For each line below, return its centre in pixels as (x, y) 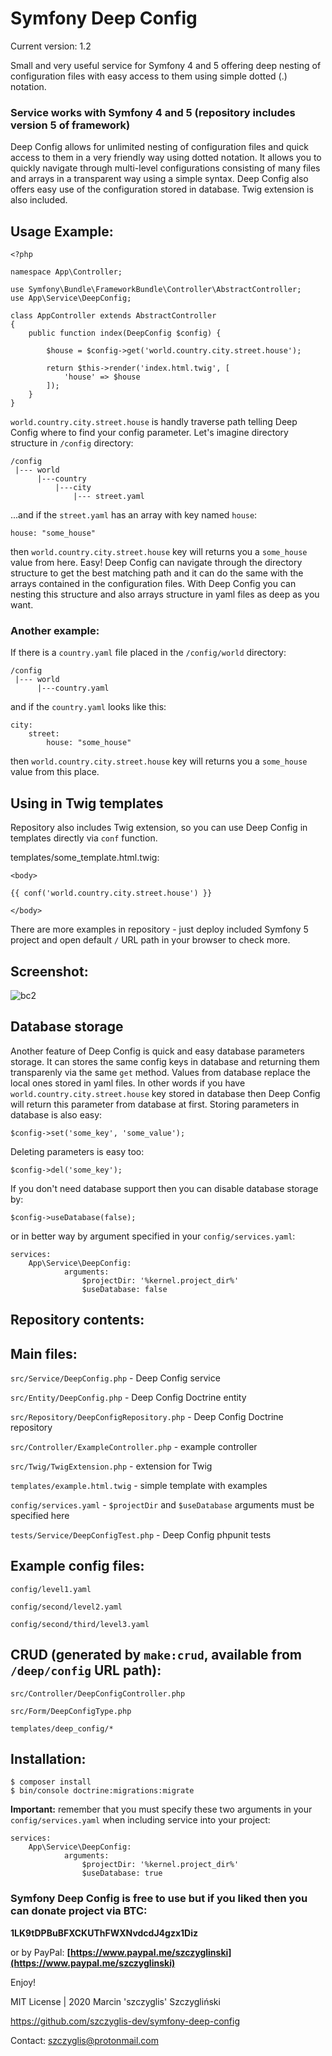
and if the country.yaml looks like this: (88, 707)
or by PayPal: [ (40, 1952)
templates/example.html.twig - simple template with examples (139, 1485)
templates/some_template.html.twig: (85, 858)
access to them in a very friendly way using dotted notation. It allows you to (166, 158)
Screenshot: (49, 971)
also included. (39, 200)
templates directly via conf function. (84, 838)
